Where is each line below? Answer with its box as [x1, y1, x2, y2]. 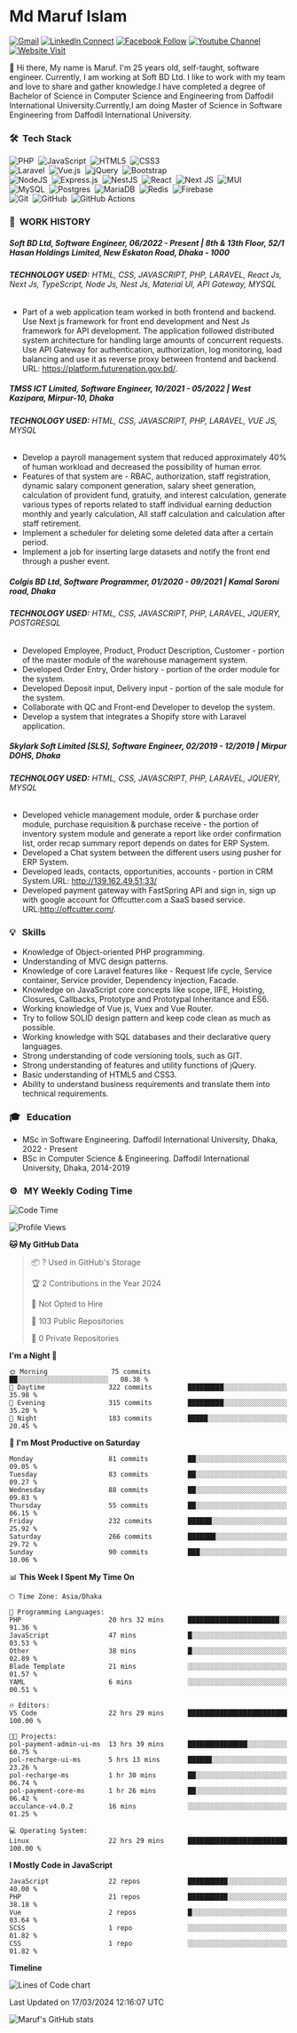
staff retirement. [21, 518, 82, 529]
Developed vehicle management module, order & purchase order [21, 810, 260, 821]
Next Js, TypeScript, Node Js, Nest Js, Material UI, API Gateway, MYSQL [9, 279, 277, 290]
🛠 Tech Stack [9, 131, 73, 144]
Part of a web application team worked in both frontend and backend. [21, 306, 277, 317]
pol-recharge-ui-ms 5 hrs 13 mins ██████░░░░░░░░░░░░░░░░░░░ [9, 1756, 288, 1765]
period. [21, 537, 49, 548]
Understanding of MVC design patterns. [21, 956, 168, 966]
